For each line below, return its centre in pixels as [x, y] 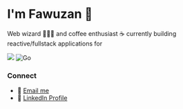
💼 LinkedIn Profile [42, 98]
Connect [22, 75]
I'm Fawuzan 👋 [50, 14]
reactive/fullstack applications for [55, 43]
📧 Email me [33, 91]
